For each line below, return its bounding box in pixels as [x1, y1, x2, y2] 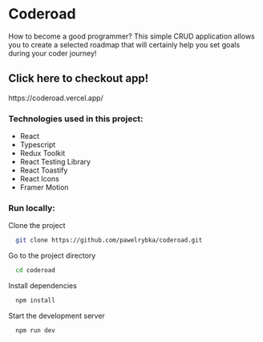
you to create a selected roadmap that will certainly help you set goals [8, 39, 241, 49]
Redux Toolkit [19, 149, 66, 158]
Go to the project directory [8, 250, 96, 261]
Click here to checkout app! [8, 71, 149, 85]
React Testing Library [19, 157, 91, 167]
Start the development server [8, 311, 106, 320]
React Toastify [19, 165, 68, 175]
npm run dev [15, 326, 56, 334]
